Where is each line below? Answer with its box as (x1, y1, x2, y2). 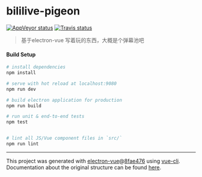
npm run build (6, 102, 42, 109)
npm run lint (6, 141, 39, 147)
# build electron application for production (6, 97, 122, 103)
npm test (6, 119, 28, 125)
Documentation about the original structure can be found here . (6, 164, 162, 171)
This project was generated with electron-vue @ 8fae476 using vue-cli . (6, 157, 180, 164)
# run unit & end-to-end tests (6, 113, 85, 120)
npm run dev (6, 86, 36, 92)
